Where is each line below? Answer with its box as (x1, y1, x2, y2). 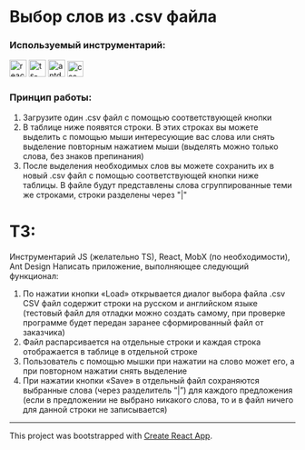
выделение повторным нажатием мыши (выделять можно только (22, 141, 279, 152)
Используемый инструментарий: (9, 39, 166, 52)
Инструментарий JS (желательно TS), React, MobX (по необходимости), (9, 251, 290, 262)
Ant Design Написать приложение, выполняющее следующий (9, 261, 250, 272)
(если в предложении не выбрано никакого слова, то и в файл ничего (22, 394, 294, 405)
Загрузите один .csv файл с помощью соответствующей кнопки (22, 112, 272, 123)
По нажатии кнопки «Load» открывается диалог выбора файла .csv (22, 288, 286, 299)
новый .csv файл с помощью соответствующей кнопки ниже (22, 170, 260, 181)
